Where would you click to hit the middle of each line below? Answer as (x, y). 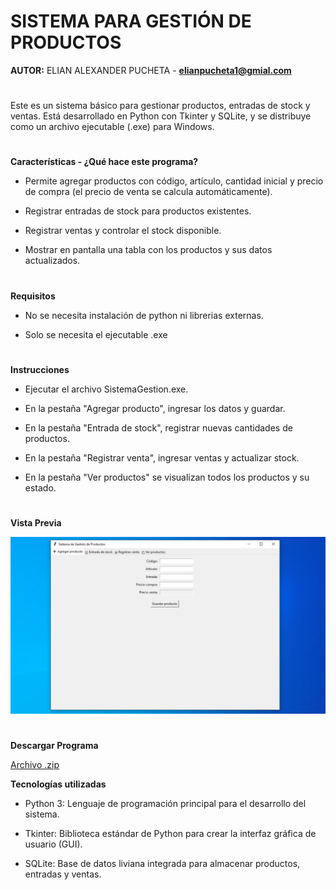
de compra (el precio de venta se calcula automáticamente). (148, 192)
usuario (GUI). (53, 844)
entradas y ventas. (63, 874)
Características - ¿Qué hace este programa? (104, 162)
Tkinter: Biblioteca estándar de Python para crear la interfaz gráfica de (170, 834)
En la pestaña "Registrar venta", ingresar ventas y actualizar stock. (162, 457)
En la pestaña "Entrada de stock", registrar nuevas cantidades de (158, 427)
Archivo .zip (35, 765)
